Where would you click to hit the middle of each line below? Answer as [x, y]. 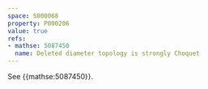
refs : [17, 38]
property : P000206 [38, 23]
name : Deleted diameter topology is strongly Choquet [107, 53]
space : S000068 [33, 16]
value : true [28, 31]
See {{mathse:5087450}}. [51, 76]
